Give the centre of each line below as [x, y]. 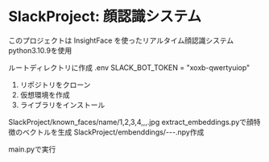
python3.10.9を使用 [40, 50]
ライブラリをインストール [62, 105]
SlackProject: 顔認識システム [105, 17]
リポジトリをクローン [55, 85]
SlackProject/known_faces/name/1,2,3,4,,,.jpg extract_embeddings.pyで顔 [131, 122]
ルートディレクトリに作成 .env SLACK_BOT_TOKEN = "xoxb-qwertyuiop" [129, 67]
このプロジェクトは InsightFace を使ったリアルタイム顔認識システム [121, 40]
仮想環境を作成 [45, 94]
